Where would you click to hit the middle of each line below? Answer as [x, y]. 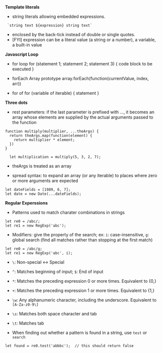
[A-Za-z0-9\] [25, 305]
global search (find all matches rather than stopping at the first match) [82, 240]
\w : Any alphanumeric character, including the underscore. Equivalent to [84, 300]
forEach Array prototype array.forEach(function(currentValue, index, [81, 78]
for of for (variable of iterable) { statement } [55, 93]
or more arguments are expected [45, 181]
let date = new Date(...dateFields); [43, 194]
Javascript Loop [22, 54]
